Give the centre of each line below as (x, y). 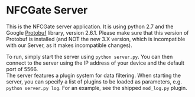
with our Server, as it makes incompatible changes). (69, 45)
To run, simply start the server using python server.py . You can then (90, 56)
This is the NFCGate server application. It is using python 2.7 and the (90, 26)
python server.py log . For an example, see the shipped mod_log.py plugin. (97, 88)
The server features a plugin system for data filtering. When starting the (94, 75)
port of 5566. (22, 69)
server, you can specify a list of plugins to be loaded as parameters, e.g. (94, 81)
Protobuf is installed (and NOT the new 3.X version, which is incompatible (96, 39)
